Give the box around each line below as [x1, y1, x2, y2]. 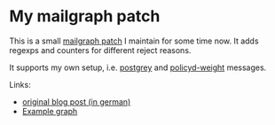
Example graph [21, 105, 78, 116]
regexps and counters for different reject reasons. [9, 44, 192, 55]
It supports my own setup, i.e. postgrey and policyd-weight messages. [9, 62, 267, 73]
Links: [9, 79, 31, 90]
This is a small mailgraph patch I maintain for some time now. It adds [9, 35, 259, 46]
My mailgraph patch [9, 6, 161, 27]
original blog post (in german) [21, 96, 131, 107]
